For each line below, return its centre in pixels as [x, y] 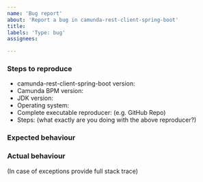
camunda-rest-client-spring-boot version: [76, 83]
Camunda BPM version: [50, 91]
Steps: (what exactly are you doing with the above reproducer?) [107, 120]
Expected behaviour [41, 138]
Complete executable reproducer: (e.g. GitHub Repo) [91, 113]
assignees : [23, 39]
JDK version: [35, 98]
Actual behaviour [37, 156]
